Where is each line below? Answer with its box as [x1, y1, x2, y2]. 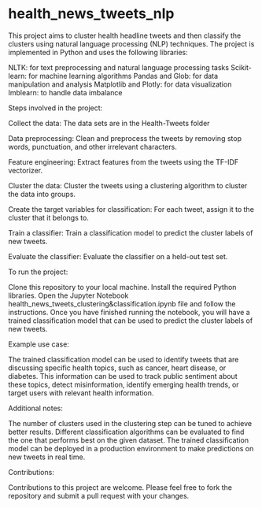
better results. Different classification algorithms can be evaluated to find [8, 427, 245, 436]
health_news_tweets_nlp [8, 5, 175, 23]
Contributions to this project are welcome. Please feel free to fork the [8, 482, 233, 492]
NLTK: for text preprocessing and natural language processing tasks [8, 62, 230, 72]
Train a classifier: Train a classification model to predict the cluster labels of [8, 228, 253, 237]
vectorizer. [8, 165, 43, 175]
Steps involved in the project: [8, 103, 103, 113]
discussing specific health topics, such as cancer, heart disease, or [8, 363, 227, 373]
